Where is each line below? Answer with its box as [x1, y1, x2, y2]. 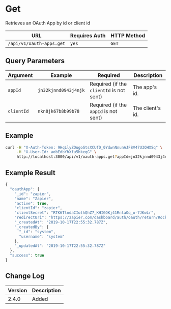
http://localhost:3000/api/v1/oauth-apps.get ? [16, 154, 117, 159]
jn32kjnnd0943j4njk [38, 87, 85, 93]
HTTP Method [110, 32, 146, 39]
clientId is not [90, 87, 126, 94]
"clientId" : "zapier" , [14, 206, 63, 211]
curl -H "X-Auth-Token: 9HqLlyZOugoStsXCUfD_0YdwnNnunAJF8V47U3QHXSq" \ [5, 145, 163, 150]
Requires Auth [70, 32, 106, 39]
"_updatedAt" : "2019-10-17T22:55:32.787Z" [14, 243, 106, 248]
